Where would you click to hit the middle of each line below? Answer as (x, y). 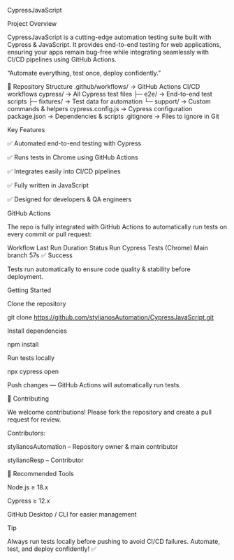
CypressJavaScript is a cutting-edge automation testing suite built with (109, 37)
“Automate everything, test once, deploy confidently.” (84, 73)
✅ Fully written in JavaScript (48, 185)
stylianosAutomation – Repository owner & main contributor (93, 446)
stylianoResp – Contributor (45, 460)
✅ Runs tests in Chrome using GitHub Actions (73, 157)
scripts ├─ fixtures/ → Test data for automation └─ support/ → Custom (109, 101)
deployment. (25, 277)
